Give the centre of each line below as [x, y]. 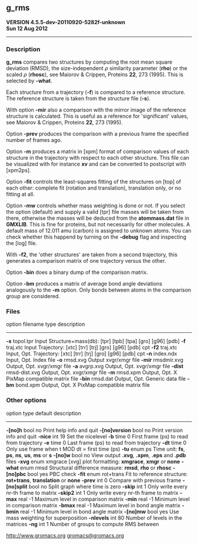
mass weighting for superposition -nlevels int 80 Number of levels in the [94, 518]
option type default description [44, 413]
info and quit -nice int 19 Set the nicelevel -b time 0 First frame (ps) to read [97, 436]
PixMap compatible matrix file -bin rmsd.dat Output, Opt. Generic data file [96, 379]
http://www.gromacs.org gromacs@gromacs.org [65, 535]
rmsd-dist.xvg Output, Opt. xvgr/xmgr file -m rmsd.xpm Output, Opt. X [92, 372]
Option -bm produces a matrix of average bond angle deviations [84, 284]
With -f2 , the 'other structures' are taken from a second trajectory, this [92, 255]
